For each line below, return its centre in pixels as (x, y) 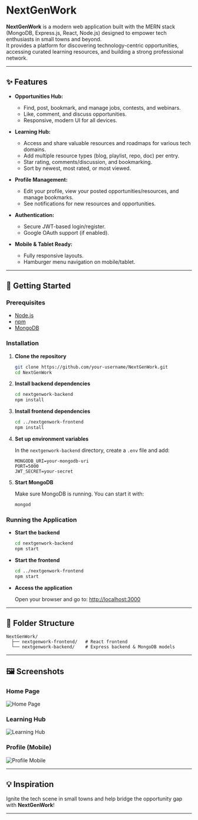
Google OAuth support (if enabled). (66, 232)
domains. (34, 149)
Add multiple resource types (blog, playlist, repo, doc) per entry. (101, 155)
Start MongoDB (34, 482)
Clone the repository (40, 356)
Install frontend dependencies (52, 411)
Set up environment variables (52, 439)
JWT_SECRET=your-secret (44, 471)
